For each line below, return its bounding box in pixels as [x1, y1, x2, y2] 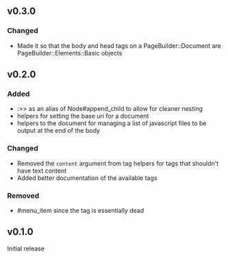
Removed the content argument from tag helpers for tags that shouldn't [16, 159, 219, 167]
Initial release [7, 244, 45, 253]
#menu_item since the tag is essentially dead [16, 206, 144, 214]
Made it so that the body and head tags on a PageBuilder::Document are [16, 41, 221, 50]
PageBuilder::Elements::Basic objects [16, 49, 123, 57]
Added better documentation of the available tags [16, 174, 157, 182]
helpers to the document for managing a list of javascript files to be [16, 119, 207, 127]
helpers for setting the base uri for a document [16, 112, 149, 120]
